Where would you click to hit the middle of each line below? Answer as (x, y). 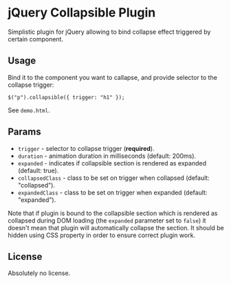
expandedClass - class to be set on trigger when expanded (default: (112, 192)
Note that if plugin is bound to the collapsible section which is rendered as (113, 213)
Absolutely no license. (39, 273)
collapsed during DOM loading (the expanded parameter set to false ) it (107, 220)
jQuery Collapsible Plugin (82, 13)
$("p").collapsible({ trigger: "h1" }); (67, 97)
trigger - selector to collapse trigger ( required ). (86, 148)
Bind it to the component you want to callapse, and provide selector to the (112, 77)
